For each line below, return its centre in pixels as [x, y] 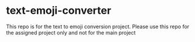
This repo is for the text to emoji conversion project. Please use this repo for [98, 26]
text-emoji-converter [59, 11]
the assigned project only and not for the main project [71, 32]
